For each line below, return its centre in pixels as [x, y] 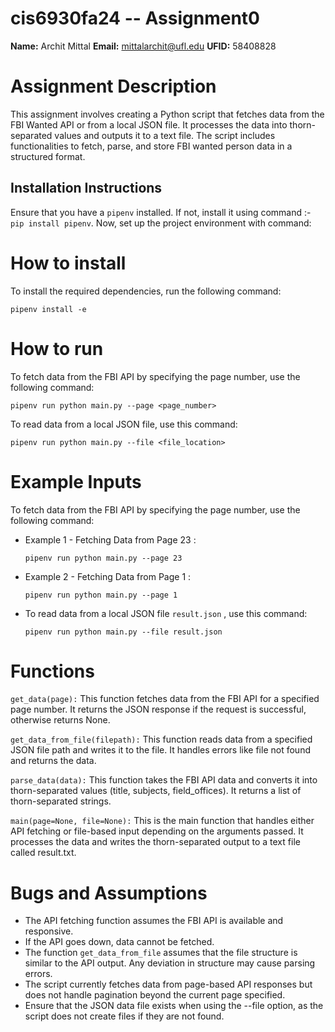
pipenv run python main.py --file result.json [123, 632]
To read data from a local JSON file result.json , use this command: [166, 613]
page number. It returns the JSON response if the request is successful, [158, 709]
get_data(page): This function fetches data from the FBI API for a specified [165, 699]
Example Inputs [76, 481]
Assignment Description [113, 86]
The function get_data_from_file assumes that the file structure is [161, 953]
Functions [52, 671]
